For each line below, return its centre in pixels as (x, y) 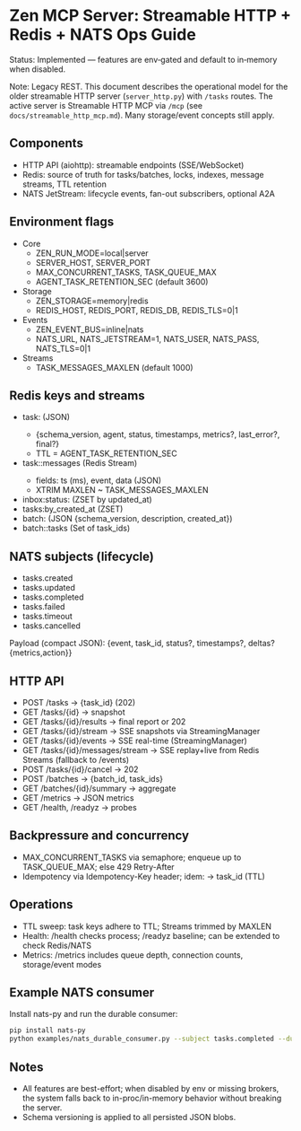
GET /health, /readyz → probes (79, 807)
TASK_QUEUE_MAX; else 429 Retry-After (98, 866)
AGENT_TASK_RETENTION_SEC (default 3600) (122, 281)
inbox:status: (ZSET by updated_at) (87, 500)
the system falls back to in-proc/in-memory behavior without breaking (152, 1098)
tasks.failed (43, 607)
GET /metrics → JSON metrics (78, 798)
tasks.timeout (47, 617)
